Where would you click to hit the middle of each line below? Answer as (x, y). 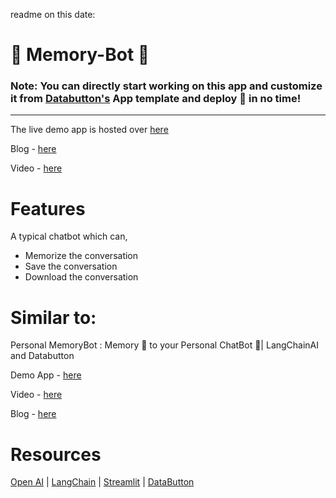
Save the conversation (71, 266)
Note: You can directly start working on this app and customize (166, 86)
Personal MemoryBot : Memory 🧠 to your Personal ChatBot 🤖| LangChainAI (165, 345)
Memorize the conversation (81, 256)
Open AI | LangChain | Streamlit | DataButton (102, 482)
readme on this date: (53, 14)
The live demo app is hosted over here (89, 130)
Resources (56, 454)
